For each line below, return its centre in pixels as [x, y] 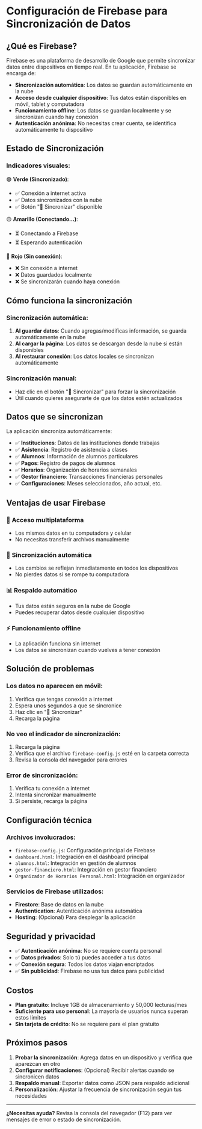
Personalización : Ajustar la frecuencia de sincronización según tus [98, 1089]
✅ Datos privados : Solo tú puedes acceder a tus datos [83, 958]
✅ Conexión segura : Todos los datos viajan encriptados [84, 964]
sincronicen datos [37, 1076]
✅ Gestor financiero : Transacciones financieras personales [89, 477]
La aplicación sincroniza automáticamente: [59, 431]
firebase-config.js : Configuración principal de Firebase [85, 851]
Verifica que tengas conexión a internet [64, 699]
